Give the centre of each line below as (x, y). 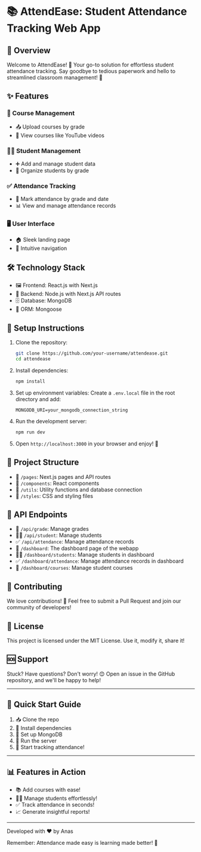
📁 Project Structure (43, 462)
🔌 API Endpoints (37, 514)
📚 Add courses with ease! (48, 790)
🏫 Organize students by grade (52, 170)
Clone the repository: (41, 343)
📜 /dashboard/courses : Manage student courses (74, 568)
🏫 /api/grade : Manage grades (52, 529)
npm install (30, 381)
